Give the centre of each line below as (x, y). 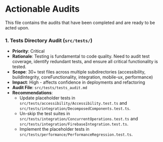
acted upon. (17, 27)
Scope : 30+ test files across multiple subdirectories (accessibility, (79, 72)
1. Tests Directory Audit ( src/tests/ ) (49, 40)
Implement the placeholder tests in (54, 129)
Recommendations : (32, 93)
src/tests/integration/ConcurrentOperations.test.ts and (79, 119)
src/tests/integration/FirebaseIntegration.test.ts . (74, 124)
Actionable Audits (42, 9)
